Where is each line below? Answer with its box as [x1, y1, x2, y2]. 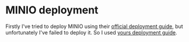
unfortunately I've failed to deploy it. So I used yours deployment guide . [5, 29, 177, 36]
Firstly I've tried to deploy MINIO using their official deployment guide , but [5, 23, 183, 30]
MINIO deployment [5, 3, 99, 17]
